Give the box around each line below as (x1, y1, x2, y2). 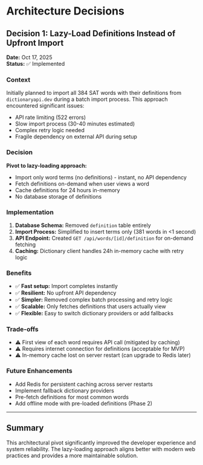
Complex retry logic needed (14, 127, 85, 134)
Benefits (6, 269, 32, 277)
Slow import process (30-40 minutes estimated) (14, 120, 135, 127)
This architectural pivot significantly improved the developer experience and (6, 439, 196, 446)
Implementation (6, 208, 54, 216)
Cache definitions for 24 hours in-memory (14, 186, 120, 194)
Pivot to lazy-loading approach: (6, 162, 88, 169)
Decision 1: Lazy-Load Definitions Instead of (6, 28, 176, 39)
